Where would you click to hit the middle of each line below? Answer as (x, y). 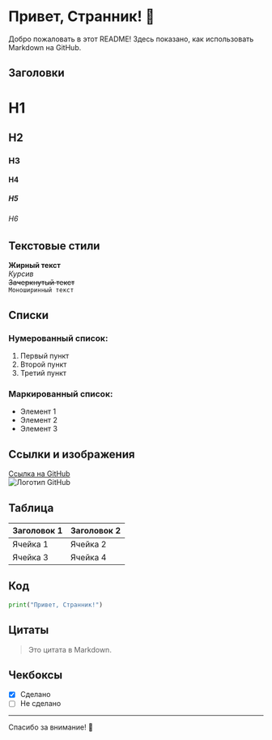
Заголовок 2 (96, 531)
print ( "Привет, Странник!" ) (56, 605)
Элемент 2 (39, 420)
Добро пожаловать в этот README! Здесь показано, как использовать (131, 39)
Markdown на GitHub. (45, 47)
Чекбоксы (36, 675)
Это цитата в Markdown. (70, 649)
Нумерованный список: (58, 338)
